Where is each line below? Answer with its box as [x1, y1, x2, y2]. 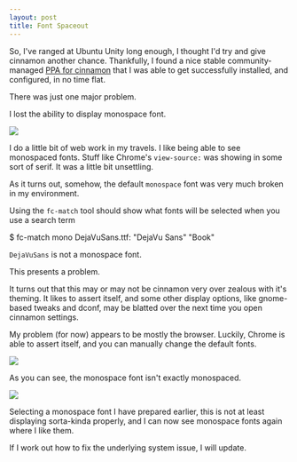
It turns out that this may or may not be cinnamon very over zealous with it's [9, 283, 287, 294]
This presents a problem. [9, 266, 100, 276]
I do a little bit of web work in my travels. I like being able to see [9, 142, 241, 153]
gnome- [258, 292, 288, 303]
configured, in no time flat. [9, 74, 106, 84]
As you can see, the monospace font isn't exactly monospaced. [9, 372, 242, 383]
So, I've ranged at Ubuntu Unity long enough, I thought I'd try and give [9, 45, 266, 56]
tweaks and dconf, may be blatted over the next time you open [34, 302, 263, 313]
